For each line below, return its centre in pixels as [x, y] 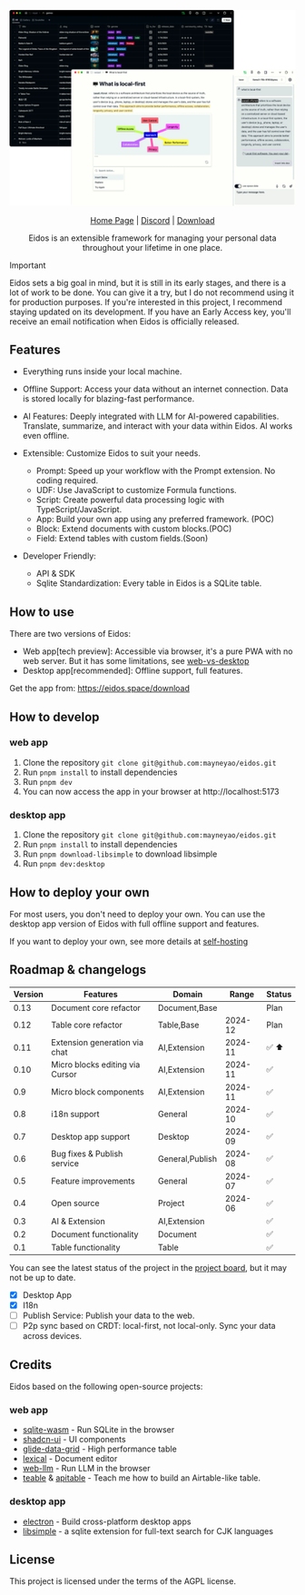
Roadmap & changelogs [78, 970]
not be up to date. [43, 1278]
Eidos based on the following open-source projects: [106, 1387]
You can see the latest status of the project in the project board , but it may [148, 1268]
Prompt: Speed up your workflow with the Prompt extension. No [156, 471]
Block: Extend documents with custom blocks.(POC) [134, 529]
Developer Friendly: [59, 556]
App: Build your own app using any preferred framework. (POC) [155, 520]
